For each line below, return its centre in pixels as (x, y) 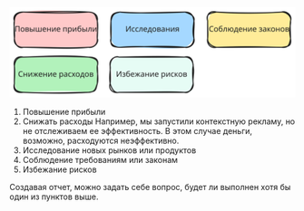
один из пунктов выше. (54, 197)
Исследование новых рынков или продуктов (109, 150)
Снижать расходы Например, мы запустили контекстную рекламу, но (159, 121)
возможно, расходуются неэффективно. (101, 141)
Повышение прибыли (64, 112)
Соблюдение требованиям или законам (100, 160)
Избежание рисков (59, 169)
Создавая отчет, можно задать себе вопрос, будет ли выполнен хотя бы (150, 187)
